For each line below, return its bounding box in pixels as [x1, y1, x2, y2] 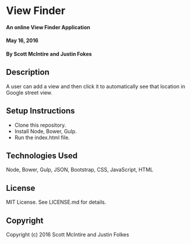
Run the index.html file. [14, 134, 70, 141]
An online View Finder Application [6, 23, 90, 30]
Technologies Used [6, 151, 77, 161]
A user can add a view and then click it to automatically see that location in [6, 83, 185, 90]
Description [6, 67, 49, 77]
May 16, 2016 [6, 37, 39, 44]
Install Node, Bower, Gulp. [14, 127, 77, 135]
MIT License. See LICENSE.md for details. [6, 198, 107, 205]
